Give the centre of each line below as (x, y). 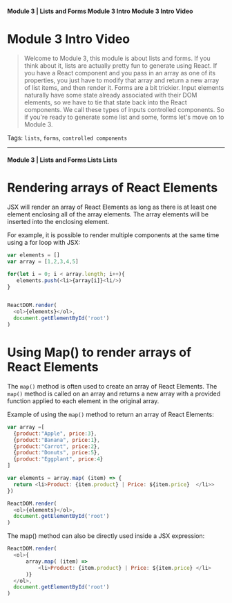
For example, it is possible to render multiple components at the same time (113, 235)
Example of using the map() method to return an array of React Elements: (110, 414)
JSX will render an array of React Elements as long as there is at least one (112, 207)
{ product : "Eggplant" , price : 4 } (58, 459)
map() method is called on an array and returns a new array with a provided (114, 393)
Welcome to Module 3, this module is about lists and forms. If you (117, 58)
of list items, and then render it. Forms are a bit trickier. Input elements (124, 87)
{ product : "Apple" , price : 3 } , (55, 434)
